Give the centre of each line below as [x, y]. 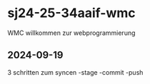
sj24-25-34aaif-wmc [71, 13]
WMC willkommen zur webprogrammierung [71, 33]
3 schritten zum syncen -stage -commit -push [75, 72]
